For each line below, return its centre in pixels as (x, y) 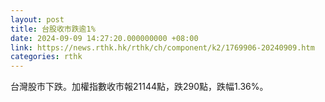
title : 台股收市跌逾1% (53, 29)
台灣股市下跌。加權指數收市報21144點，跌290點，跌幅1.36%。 (139, 87)
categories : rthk (46, 57)
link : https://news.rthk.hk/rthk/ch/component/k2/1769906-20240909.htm (162, 47)
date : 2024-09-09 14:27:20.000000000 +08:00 (104, 38)
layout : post (37, 19)
